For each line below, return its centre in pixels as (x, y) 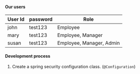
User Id (16, 19)
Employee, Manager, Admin (89, 43)
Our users (15, 7)
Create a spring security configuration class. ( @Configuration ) (74, 67)
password (41, 19)
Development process (28, 56)
